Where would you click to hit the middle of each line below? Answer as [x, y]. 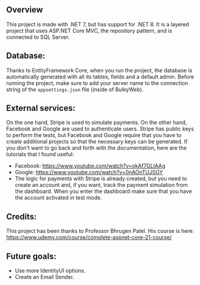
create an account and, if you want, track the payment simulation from [101, 185]
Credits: [21, 216]
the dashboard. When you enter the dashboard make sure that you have [103, 192]
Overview [25, 10]
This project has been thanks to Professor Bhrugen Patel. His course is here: [100, 231]
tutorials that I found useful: [40, 154]
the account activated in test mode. [59, 198]
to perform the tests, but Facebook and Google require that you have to [94, 135]
